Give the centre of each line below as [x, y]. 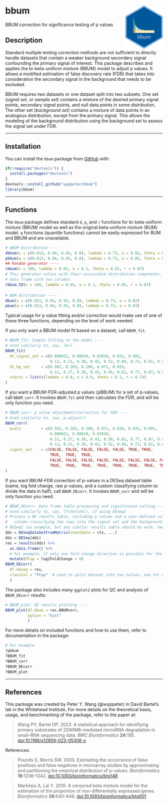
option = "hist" [44, 616]
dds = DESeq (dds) [23, 538]
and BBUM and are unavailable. [37, 238]
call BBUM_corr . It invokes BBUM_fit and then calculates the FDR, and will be [82, 397]
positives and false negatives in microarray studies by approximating [88, 765]
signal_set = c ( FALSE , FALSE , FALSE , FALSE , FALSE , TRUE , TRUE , [81, 450]
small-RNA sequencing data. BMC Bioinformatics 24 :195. [76, 735]
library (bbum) [20, 190]
